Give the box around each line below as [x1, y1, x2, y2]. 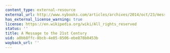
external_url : [5, 12, 35, 17]
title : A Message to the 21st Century [5, 31, 87, 36]
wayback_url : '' [5, 40, 39, 45]
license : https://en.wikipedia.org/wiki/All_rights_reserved [5, 21, 137, 27]
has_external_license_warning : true [5, 17, 82, 22]
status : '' [5, 26, 28, 31]
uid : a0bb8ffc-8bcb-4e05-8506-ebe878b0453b [5, 36, 99, 41]
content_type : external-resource [5, 7, 76, 13]
